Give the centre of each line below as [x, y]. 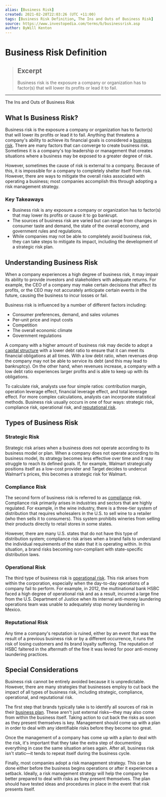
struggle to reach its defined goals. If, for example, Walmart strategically [79, 464]
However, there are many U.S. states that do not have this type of [72, 534]
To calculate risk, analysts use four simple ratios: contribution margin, [76, 386]
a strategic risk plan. [33, 247]
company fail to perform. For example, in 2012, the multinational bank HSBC [82, 589]
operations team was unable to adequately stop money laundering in [75, 605]
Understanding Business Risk [51, 262]
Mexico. [13, 609]
